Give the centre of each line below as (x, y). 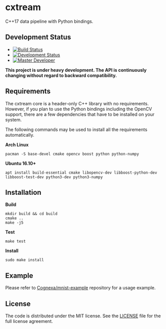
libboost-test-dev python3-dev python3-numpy (54, 177)
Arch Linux (17, 145)
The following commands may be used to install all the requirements (76, 129)
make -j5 (14, 223)
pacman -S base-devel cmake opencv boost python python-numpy (72, 154)
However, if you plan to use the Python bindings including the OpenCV (79, 109)
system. (13, 119)
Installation (23, 192)
